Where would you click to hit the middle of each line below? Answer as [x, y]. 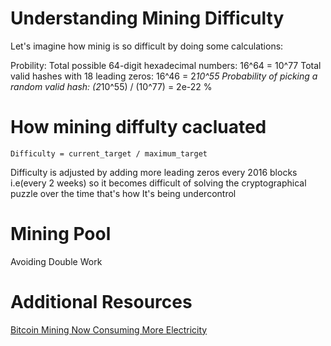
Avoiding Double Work [56, 261]
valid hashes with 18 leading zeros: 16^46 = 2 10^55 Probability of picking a [164, 76]
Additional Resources [101, 302]
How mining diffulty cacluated [138, 127]
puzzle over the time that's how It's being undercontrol [123, 193]
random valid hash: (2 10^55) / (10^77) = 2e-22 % [111, 86]
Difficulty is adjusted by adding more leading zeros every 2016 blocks [154, 172]
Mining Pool [61, 234]
